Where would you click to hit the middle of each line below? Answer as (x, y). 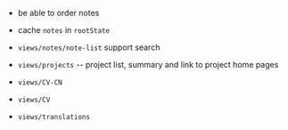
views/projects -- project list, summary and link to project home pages (148, 65)
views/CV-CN (40, 83)
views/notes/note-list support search (89, 47)
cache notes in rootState (63, 30)
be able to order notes (58, 13)
